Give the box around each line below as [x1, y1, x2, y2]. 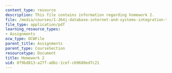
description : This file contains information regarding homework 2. [5, 12, 155, 17]
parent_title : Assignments [5, 41, 63, 46]
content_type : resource [5, 7, 56, 13]
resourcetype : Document [5, 50, 56, 56]
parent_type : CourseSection [5, 46, 66, 51]
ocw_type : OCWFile [5, 36, 45, 42]
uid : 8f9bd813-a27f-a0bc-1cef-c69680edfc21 [5, 60, 100, 65]
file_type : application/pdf [5, 22, 66, 27]
